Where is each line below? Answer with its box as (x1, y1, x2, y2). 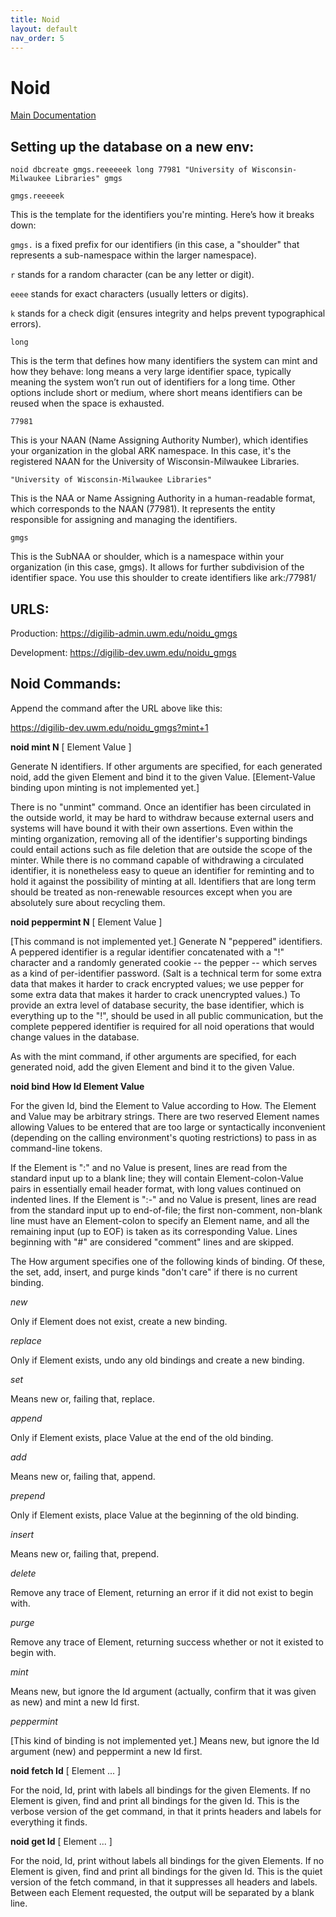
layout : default (10, 24, 78, 34)
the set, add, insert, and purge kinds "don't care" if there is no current (10, 1266, 298, 1278)
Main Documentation (10, 109, 97, 121)
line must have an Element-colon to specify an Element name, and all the (10, 1214, 310, 1226)
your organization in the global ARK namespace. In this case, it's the (10, 445, 292, 457)
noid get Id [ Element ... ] (10, 1835, 113, 1847)
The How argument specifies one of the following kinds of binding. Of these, (10, 1255, 326, 1267)
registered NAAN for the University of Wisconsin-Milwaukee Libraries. (10, 456, 300, 468)
